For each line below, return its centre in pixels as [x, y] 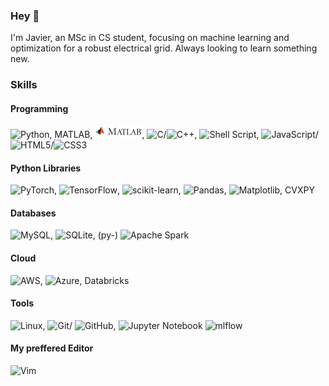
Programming [39, 108]
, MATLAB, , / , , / [184, 135]
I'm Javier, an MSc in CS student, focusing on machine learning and [150, 38]
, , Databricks [84, 280]
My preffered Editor [52, 348]
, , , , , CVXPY [184, 190]
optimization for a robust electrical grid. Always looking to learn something [164, 48]
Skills [24, 85]
